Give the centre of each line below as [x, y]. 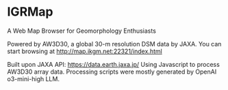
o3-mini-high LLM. [34, 78]
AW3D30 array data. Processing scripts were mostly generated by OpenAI [112, 72]
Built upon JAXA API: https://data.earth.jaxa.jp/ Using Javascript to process [114, 64]
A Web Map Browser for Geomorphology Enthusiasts [81, 31]
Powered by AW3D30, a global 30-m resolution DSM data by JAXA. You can [114, 44]
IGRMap [30, 12]
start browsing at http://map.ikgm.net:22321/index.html [85, 51]
